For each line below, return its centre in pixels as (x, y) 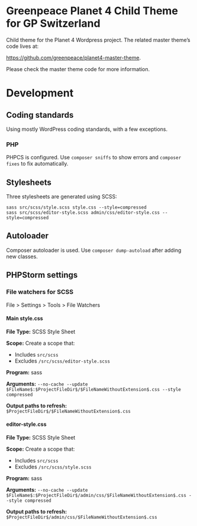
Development (40, 93)
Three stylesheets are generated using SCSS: (62, 197)
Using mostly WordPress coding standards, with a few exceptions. (87, 129)
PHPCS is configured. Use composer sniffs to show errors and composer (94, 158)
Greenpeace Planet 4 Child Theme (92, 11)
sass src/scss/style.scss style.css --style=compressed (76, 208)
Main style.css (25, 319)
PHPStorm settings (42, 275)
